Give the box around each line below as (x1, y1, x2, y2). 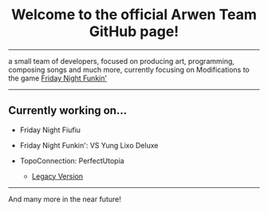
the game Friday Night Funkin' (8, 73, 108, 83)
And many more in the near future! (8, 194, 121, 204)
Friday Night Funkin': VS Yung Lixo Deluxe (19, 140, 159, 150)
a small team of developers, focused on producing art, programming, (8, 56, 235, 65)
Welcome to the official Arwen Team (11, 6, 257, 24)
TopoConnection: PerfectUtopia (19, 155, 125, 165)
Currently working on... (8, 104, 128, 117)
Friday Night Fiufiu (19, 125, 81, 135)
